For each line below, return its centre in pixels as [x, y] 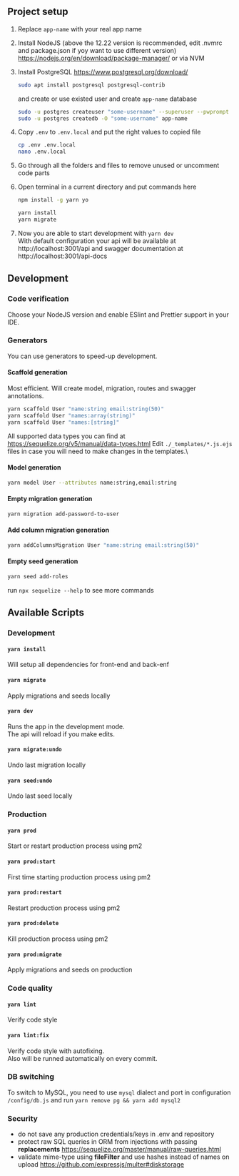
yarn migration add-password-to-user [63, 514]
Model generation [35, 468]
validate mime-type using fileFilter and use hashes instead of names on [123, 1157]
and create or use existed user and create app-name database [107, 99]
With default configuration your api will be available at [97, 241]
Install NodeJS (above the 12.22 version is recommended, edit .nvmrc [120, 43]
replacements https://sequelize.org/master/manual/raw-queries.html [119, 1150]
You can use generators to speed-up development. [82, 356]
